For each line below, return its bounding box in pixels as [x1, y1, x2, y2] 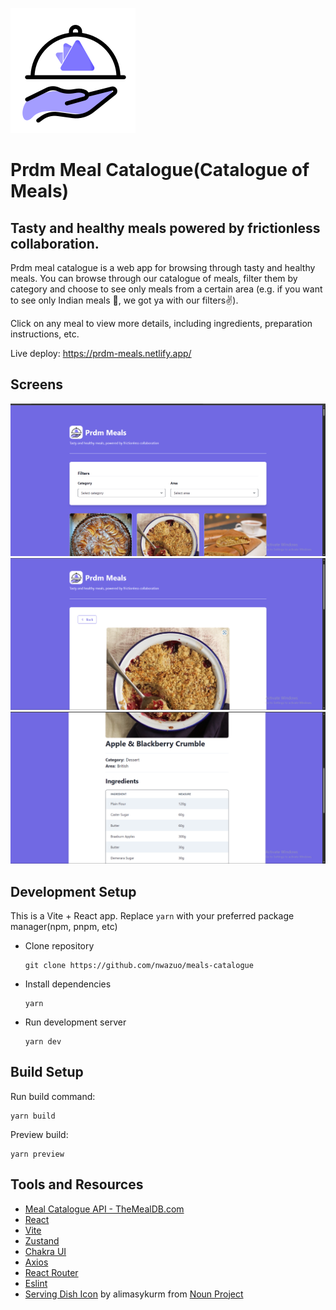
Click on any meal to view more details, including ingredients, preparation [10, 318, 313, 329]
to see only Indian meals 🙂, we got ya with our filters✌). [10, 294, 239, 306]
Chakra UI [24, 1245, 67, 1257]
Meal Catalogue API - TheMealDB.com [24, 1203, 185, 1215]
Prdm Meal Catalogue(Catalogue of [10, 159, 310, 182]
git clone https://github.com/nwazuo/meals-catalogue [24, 961, 254, 971]
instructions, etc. [10, 328, 80, 340]
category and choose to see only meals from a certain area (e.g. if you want [10, 283, 323, 295]
